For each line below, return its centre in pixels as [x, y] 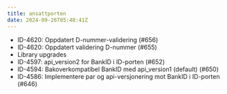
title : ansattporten [37, 13]
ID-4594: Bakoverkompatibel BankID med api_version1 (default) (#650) [118, 69]
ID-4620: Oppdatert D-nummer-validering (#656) [88, 39]
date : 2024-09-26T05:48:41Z [48, 20]
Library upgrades [42, 54]
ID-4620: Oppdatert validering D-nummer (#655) [87, 47]
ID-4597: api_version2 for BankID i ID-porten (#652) [91, 62]
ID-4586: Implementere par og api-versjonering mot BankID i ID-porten [118, 76]
